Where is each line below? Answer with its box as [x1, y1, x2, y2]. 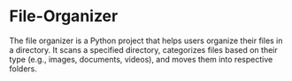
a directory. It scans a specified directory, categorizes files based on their [9, 44, 279, 55]
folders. [9, 63, 37, 74]
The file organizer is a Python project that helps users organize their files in [9, 35, 283, 46]
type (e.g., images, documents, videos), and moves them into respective [9, 54, 273, 64]
